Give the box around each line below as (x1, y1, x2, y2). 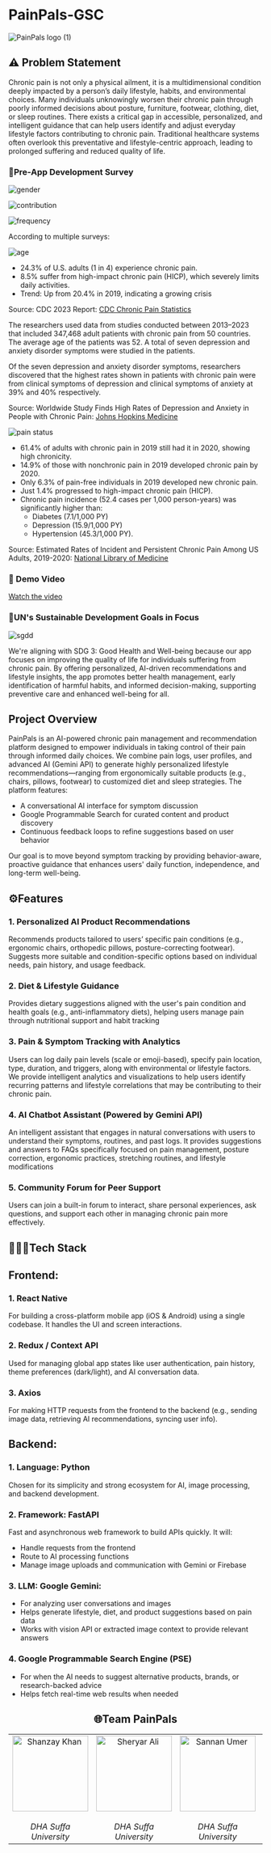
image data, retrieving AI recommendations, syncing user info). (8, 1414, 218, 1424)
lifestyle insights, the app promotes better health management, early (8, 671, 236, 681)
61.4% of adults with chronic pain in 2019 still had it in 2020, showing (19, 443, 251, 453)
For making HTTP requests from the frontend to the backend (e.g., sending (8, 1406, 258, 1415)
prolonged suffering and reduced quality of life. (8, 146, 165, 155)
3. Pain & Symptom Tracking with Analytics (8, 1036, 181, 1047)
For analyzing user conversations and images (19, 1599, 172, 1609)
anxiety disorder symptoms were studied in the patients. (8, 346, 196, 356)
